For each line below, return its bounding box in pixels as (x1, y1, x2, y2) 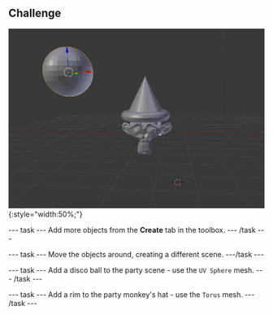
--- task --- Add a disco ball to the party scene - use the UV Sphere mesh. (8, 265, 254, 275)
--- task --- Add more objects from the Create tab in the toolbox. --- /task (8, 225, 256, 235)
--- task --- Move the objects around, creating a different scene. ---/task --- (8, 250, 264, 260)
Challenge (8, 7, 62, 20)
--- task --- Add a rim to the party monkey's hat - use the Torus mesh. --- (8, 290, 255, 300)
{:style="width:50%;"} (8, 209, 83, 219)
